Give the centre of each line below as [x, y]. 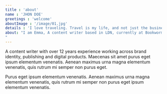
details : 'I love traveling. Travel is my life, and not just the [77, 28]
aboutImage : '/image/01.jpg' [37, 23]
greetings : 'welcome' [29, 19]
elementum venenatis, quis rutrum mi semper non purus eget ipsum [75, 82]
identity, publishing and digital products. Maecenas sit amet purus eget [78, 56]
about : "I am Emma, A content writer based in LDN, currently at [74, 33]
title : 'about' [22, 10]
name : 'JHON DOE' [24, 14]
